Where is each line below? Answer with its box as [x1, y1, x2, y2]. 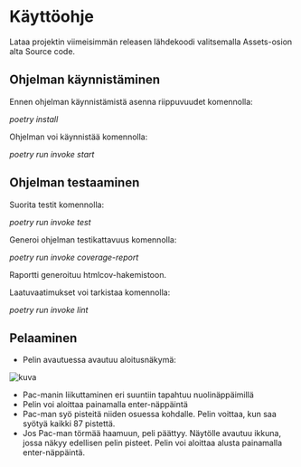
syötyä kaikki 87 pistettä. [22, 418, 116, 429]
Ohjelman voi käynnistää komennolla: [9, 131, 148, 142]
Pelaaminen [9, 330, 78, 346]
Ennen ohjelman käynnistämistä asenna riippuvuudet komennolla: [9, 96, 253, 107]
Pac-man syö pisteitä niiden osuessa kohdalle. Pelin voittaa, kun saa [22, 409, 277, 420]
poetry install [9, 113, 59, 124]
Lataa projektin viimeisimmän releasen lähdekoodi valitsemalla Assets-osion [9, 36, 293, 47]
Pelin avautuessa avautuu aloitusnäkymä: [22, 355, 176, 366]
